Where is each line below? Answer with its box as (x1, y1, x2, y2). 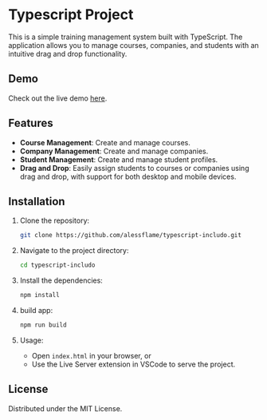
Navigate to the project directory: (19, 246, 129, 256)
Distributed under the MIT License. (8, 403, 123, 413)
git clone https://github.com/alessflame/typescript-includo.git (19, 232, 241, 240)
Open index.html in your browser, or (31, 351, 151, 360)
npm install (19, 291, 60, 299)
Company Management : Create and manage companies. (19, 146, 209, 156)
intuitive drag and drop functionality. (8, 49, 128, 58)
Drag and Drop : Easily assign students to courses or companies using (19, 163, 249, 172)
